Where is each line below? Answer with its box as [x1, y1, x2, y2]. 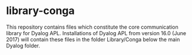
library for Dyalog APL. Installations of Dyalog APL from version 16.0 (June [6, 29, 187, 36]
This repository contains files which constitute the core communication [6, 23, 178, 30]
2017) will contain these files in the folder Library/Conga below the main [6, 36, 180, 43]
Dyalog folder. [6, 42, 40, 49]
